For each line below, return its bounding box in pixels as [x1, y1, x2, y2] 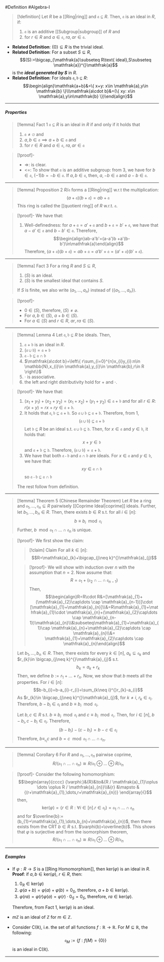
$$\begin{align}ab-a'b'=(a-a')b [53, 235, 116, 241]
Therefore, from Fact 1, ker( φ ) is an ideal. [12, 904, 95, 910]
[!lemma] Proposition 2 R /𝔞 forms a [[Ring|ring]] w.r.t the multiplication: [17, 186, 159, 193]
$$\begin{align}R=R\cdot [45, 594, 96, 599]
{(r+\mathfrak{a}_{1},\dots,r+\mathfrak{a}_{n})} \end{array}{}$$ [24, 789, 152, 795]
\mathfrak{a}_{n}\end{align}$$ [63, 640, 125, 647]
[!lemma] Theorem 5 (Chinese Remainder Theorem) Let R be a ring [17, 497, 152, 503]
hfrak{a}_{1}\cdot [31, 609, 66, 615]
